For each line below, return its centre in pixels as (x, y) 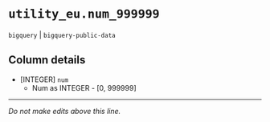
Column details (47, 60)
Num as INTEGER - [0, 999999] (84, 87)
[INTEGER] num (44, 79)
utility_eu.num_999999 (84, 14)
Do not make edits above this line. (65, 111)
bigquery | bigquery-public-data (62, 35)
